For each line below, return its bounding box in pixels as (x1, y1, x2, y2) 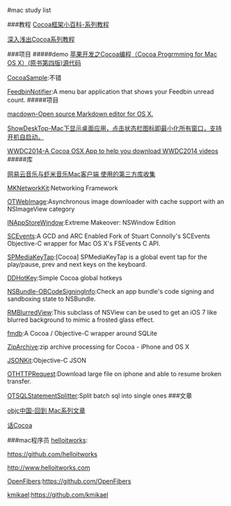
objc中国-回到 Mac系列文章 (7, 406, 86, 415)
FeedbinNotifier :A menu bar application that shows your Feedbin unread (7, 87, 214, 96)
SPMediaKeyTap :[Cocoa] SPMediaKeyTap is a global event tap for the (7, 253, 207, 261)
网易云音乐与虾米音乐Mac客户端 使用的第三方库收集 (7, 170, 156, 178)
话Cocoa (7, 422, 33, 429)
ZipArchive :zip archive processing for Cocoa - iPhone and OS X (7, 343, 190, 351)
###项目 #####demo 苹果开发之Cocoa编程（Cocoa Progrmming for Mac (7, 50, 218, 58)
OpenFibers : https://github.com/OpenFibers (7, 477, 132, 485)
